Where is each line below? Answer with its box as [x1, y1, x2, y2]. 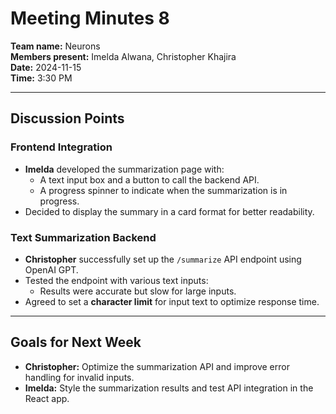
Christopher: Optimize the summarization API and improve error [24, 360, 290, 372]
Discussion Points [10, 110, 125, 127]
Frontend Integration [10, 140, 113, 154]
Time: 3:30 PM [10, 72, 73, 84]
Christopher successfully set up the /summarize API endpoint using [24, 253, 302, 265]
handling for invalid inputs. [24, 371, 135, 383]
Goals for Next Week [10, 334, 142, 351]
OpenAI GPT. [24, 263, 79, 276]
